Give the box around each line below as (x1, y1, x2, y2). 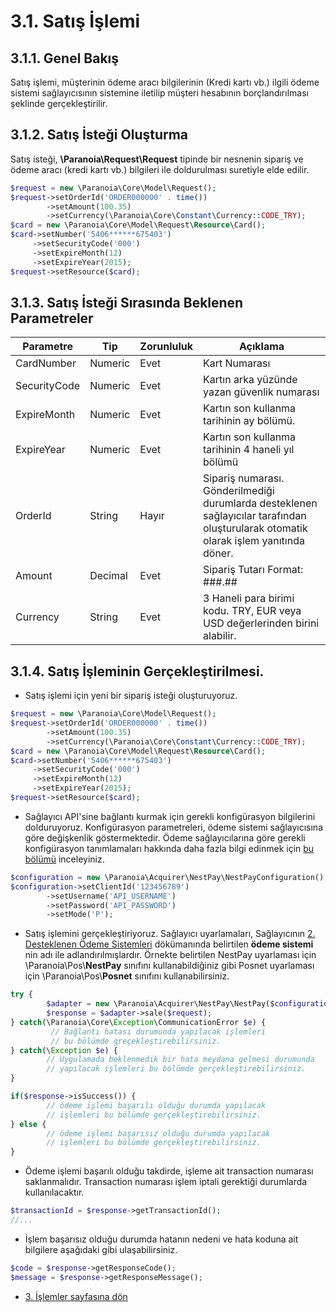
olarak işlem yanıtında (203, 534, 305, 548)
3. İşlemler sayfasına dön (24, 1290, 128, 1302)
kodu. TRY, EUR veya (203, 604, 302, 618)
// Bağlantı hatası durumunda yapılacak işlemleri (50, 1026, 267, 1037)
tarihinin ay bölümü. (203, 414, 296, 428)
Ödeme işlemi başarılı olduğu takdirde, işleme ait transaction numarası (24, 1165, 314, 1177)
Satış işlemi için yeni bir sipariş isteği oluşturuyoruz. (24, 690, 238, 702)
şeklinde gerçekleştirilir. (10, 98, 108, 109)
